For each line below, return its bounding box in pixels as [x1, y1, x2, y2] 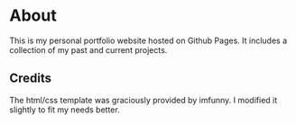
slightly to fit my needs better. [9, 104, 120, 115]
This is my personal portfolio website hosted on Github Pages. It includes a [9, 35, 288, 46]
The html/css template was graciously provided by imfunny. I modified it [9, 94, 278, 105]
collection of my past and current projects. [9, 44, 168, 55]
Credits [9, 71, 52, 86]
